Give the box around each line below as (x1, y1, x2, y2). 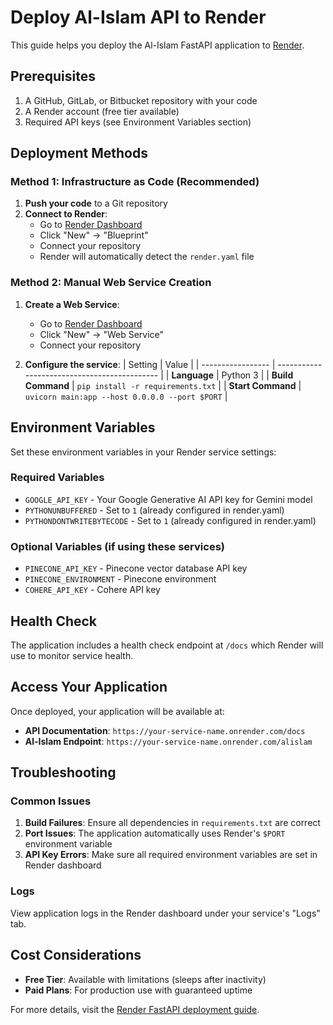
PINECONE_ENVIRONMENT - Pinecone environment (24, 573, 217, 585)
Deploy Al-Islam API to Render (10, 6, 267, 29)
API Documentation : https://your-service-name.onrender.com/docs (24, 724, 306, 736)
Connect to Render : (24, 208, 108, 220)
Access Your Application (10, 679, 168, 696)
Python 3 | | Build (221, 369, 294, 381)
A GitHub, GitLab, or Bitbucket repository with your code (24, 94, 258, 106)
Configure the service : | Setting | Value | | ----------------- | (24, 358, 276, 370)
